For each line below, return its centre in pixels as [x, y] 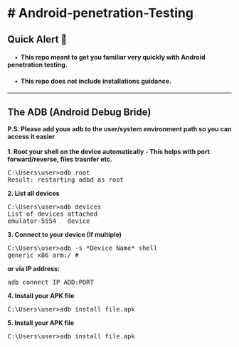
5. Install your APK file [41, 323]
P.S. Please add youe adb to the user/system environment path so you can [119, 129]
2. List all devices [33, 194]
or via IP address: [34, 269]
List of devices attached [53, 214]
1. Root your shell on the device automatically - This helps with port [108, 152]
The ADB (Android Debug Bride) [79, 112]
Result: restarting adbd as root [66, 180]
